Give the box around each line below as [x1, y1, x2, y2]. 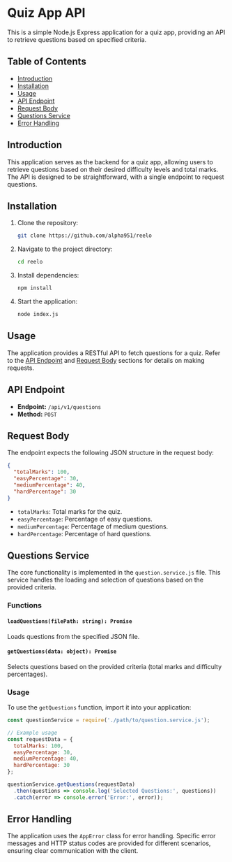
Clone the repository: [17, 219, 79, 227]
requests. [7, 364, 35, 372]
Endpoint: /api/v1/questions [17, 402, 102, 410]
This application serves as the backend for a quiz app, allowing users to [7, 157, 214, 166]
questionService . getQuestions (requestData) [7, 781, 136, 788]
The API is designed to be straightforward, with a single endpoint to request [7, 173, 224, 181]
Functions [7, 601, 42, 610]
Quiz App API [7, 5, 86, 21]
